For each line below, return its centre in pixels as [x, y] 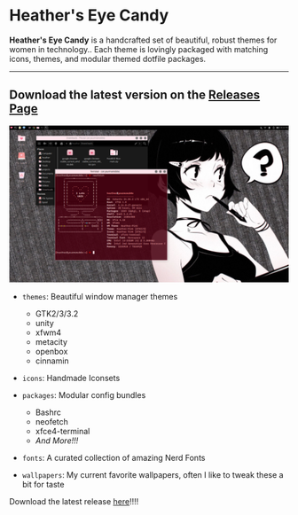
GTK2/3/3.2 [57, 314]
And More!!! [57, 441]
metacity [51, 342]
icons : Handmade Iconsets [71, 378]
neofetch [52, 422]
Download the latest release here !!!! [74, 502]
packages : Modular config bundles [84, 395]
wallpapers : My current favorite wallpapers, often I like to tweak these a [153, 475]
